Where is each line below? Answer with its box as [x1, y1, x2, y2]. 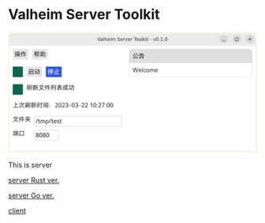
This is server [8, 160, 53, 170]
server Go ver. [8, 191, 54, 200]
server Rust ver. [8, 176, 60, 185]
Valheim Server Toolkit [8, 6, 160, 24]
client [8, 206, 26, 216]
